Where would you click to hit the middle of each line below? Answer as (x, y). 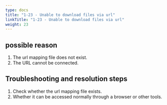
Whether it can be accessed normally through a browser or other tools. (87, 97)
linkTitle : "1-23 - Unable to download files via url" (65, 19)
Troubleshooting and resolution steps (66, 79)
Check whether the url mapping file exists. (57, 91)
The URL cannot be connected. (45, 63)
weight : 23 (17, 24)
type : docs (17, 10)
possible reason (31, 45)
